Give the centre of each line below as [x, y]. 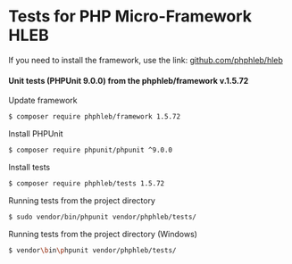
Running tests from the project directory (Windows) [103, 234]
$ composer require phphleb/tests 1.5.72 [87, 183]
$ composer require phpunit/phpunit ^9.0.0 [91, 150]
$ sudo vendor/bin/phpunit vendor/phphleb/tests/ [103, 217]
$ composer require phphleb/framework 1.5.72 [94, 117]
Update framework [43, 101]
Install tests [29, 167]
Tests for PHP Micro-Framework [130, 16]
